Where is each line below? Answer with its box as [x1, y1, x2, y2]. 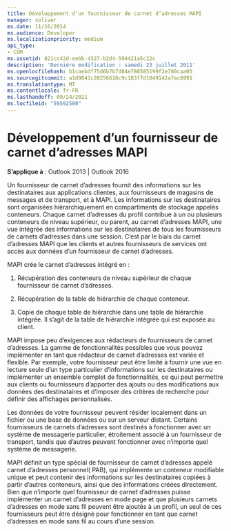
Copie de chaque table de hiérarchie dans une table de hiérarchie [17, 308, 204, 316]
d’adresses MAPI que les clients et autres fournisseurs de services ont [7, 239, 208, 248]
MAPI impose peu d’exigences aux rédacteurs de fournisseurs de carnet [7, 336, 212, 344]
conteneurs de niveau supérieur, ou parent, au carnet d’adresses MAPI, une [7, 217, 222, 225]
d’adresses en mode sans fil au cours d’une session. [7, 516, 156, 525]
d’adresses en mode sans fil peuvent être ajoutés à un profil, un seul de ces [7, 502, 222, 510]
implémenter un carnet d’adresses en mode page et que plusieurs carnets [7, 495, 217, 503]
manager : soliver [7, 17, 57, 24]
